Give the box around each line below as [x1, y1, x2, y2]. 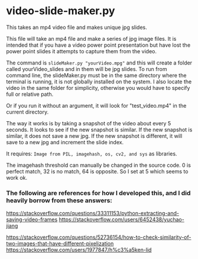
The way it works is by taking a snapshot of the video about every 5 [6, 119, 171, 127]
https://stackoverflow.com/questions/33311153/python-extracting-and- [6, 210, 179, 217]
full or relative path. [6, 90, 54, 98]
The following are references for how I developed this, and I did [6, 189, 191, 197]
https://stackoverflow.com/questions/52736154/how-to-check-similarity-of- [6, 234, 191, 241]
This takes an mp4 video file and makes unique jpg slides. [6, 24, 148, 31]
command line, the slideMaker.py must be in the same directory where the [6, 72, 187, 79]
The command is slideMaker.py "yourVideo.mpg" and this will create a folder [6, 59, 193, 66]
